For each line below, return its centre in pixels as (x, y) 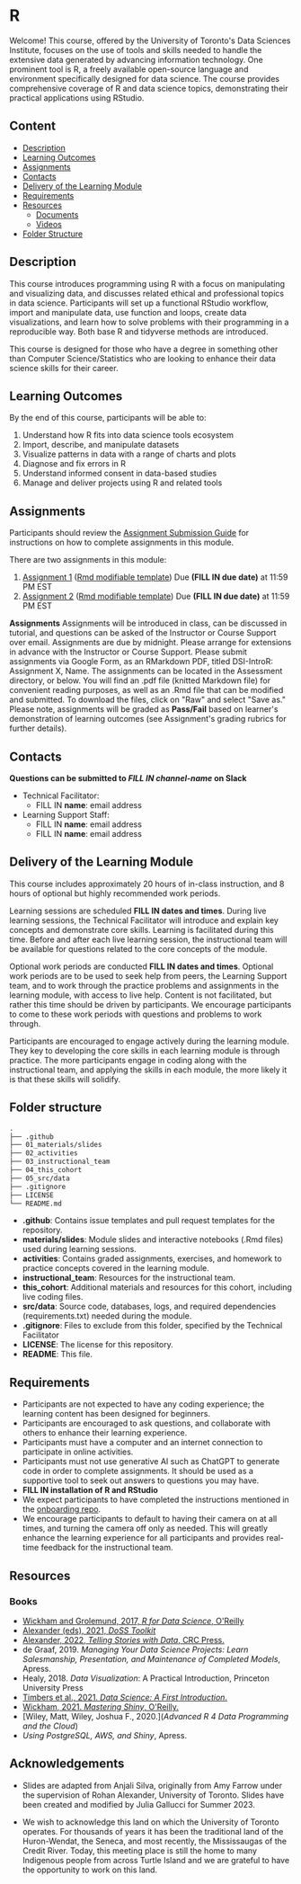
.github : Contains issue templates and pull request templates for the (149, 1221)
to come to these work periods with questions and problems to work (136, 1014)
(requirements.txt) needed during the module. (107, 1316)
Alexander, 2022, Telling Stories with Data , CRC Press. (123, 1640)
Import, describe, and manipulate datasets (101, 445)
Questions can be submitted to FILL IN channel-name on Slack (128, 778)
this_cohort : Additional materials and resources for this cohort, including (157, 1287)
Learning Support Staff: (66, 815)
